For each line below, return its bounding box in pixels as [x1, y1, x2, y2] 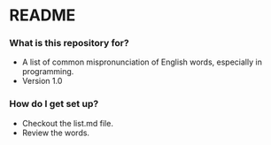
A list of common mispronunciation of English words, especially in [21, 57, 263, 67]
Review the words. [21, 127, 90, 138]
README [9, 5, 76, 26]
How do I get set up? [9, 98, 99, 111]
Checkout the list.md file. [21, 118, 113, 128]
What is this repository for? [9, 37, 130, 50]
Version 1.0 [21, 76, 63, 87]
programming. [21, 66, 74, 77]
